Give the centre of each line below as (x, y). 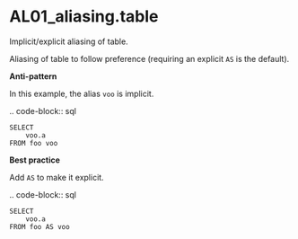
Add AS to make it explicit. (57, 177)
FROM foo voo (34, 143)
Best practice (35, 160)
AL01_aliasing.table (84, 17)
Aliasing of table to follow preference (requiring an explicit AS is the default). (149, 58)
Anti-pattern (33, 76)
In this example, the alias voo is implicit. (82, 93)
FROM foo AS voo (39, 226)
